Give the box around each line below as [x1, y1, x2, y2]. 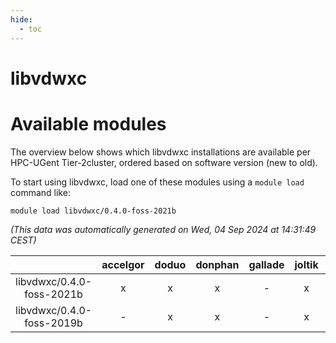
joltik [294, 257, 319, 271]
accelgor [101, 257, 145, 271]
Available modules [10, 112, 167, 135]
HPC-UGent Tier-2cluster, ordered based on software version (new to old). [10, 156, 318, 168]
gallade [248, 257, 285, 271]
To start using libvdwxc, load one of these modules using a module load [10, 176, 305, 188]
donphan [195, 257, 240, 271]
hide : [10, 14, 33, 25]
